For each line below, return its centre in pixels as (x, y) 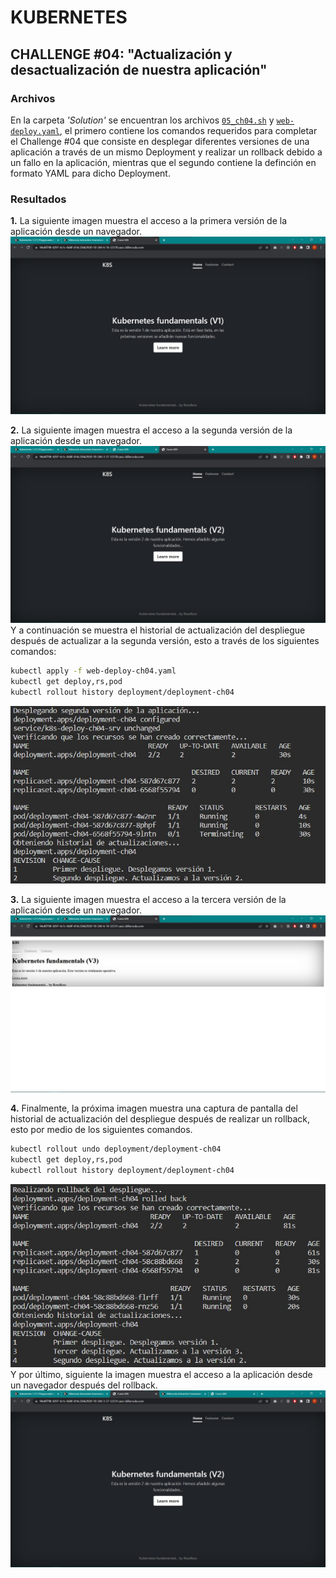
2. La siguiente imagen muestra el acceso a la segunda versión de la (151, 430)
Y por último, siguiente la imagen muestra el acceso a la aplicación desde (161, 1374)
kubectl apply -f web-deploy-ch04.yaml (93, 671)
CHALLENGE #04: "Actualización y (121, 54)
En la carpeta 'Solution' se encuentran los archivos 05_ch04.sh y (142, 120)
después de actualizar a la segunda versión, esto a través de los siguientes (165, 641)
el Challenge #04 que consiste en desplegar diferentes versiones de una (160, 141)
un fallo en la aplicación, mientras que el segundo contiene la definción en (163, 162)
